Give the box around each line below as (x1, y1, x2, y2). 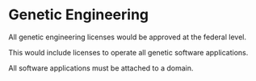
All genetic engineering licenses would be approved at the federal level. (8, 32, 246, 42)
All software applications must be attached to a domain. (8, 63, 194, 73)
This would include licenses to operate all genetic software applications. (8, 47, 249, 57)
